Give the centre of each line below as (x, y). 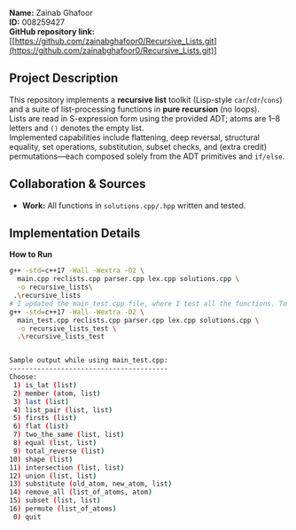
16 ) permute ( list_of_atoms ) (63, 509)
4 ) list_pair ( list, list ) (63, 410)
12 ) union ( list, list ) (53, 476)
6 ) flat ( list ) (41, 426)
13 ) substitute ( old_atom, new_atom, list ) (91, 484)
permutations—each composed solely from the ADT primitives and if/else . (147, 156)
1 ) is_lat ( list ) (45, 385)
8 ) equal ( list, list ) (55, 443)
